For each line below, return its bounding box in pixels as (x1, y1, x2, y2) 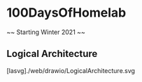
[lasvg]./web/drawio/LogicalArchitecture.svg (6, 66, 136, 74)
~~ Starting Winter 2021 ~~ (6, 28, 85, 36)
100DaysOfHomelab (6, 5, 127, 21)
